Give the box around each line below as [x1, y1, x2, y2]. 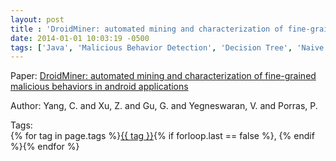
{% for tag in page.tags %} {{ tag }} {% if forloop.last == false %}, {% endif [10, 130, 315, 142]
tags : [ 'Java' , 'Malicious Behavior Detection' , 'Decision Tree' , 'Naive [10, 42, 325, 53]
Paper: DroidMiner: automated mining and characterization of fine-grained [10, 70, 317, 82]
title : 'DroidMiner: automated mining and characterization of [10, 24, 284, 34]
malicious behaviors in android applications [10, 81, 189, 93]
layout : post [10, 14, 65, 25]
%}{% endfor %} [10, 141, 80, 153]
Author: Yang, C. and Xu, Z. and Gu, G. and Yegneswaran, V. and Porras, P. [10, 100, 318, 112]
